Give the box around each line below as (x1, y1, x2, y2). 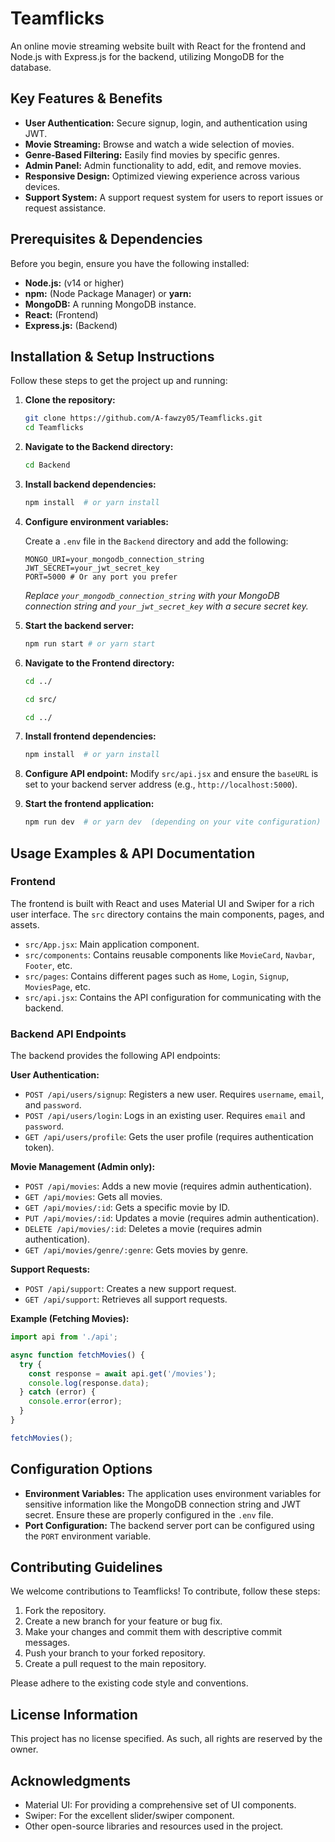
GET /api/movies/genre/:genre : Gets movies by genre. (24, 1244, 249, 1256)
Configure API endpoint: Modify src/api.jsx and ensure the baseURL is (24, 768, 319, 780)
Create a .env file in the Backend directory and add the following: (24, 535, 289, 547)
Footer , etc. (24, 959, 73, 971)
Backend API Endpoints (10, 1027, 127, 1041)
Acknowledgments (10, 1772, 132, 1789)
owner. (10, 1743, 39, 1756)
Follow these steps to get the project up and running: (10, 375, 228, 387)
